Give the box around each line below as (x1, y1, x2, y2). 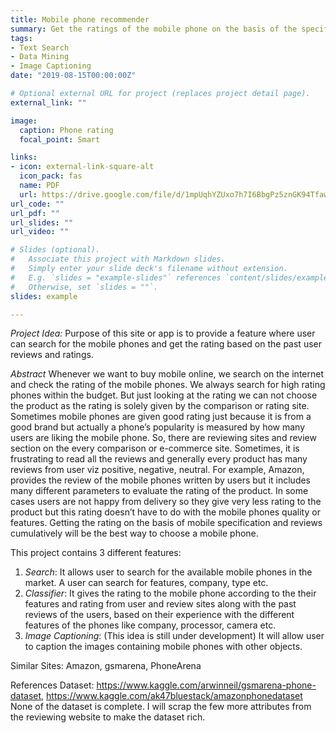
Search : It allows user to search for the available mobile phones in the (24, 566, 313, 578)
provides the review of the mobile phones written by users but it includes (10, 474, 311, 486)
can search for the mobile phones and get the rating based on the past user (10, 338, 322, 350)
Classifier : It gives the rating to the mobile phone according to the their (24, 587, 317, 600)
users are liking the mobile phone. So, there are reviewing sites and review (10, 432, 317, 444)
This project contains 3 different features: (10, 547, 182, 559)
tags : (10, 33, 33, 43)
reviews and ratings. (10, 349, 94, 361)
